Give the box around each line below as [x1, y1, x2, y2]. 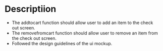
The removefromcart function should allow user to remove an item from [11, 30, 158, 36]
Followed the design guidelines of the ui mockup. [11, 40, 112, 46]
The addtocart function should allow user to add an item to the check [11, 20, 153, 25]
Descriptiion [4, 3, 56, 15]
